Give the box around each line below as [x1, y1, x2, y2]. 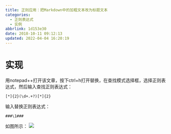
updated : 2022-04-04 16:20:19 [5, 36, 70, 41]
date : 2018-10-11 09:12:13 [5, 31, 63, 36]
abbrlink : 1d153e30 [5, 26, 47, 32]
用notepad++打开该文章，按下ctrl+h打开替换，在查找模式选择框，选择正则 [5, 77, 161, 83]
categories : [5, 12, 31, 17]
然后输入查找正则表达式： [18, 84, 72, 90]
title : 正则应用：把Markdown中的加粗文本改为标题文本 [5, 7, 108, 13]
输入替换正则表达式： [5, 103, 50, 110]
